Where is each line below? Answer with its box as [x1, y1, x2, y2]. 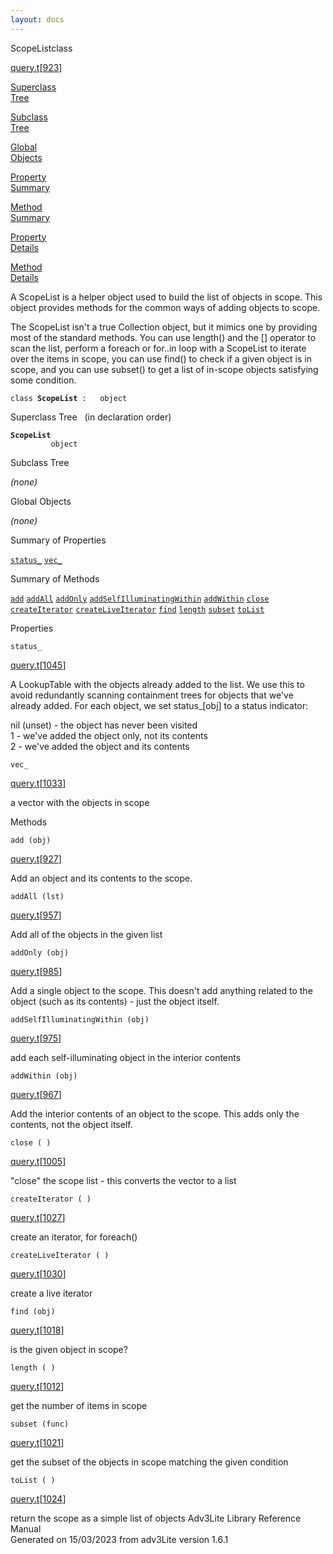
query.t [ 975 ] [10, 1032, 62, 1044]
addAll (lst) [10, 891, 65, 901]
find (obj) [10, 1306, 56, 1316]
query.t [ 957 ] [10, 909, 62, 921]
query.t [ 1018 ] [10, 1324, 65, 1336]
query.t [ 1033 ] [10, 777, 67, 789]
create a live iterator [10, 1287, 93, 1299]
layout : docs [10, 14, 65, 25]
